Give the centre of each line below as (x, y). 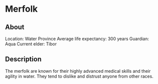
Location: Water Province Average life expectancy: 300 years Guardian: (77, 39)
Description (23, 59)
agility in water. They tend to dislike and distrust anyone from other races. (79, 76)
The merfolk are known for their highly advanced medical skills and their (78, 71)
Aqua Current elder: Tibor (31, 44)
